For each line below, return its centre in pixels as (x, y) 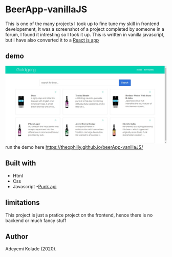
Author (17, 236)
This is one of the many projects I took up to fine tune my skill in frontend (82, 24)
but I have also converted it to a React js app (52, 40)
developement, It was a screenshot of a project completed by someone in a (85, 29)
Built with (21, 163)
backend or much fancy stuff (36, 220)
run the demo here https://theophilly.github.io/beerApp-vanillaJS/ (74, 147)
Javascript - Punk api (35, 186)
